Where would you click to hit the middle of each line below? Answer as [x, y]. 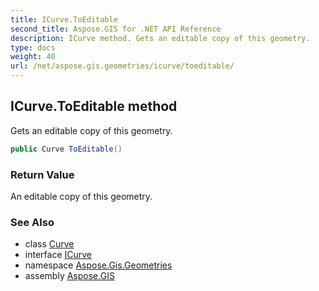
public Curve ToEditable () [66, 149]
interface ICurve [58, 255]
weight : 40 [33, 57]
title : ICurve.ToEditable [64, 19]
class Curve [49, 244]
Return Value [42, 174]
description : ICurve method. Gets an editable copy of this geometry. [160, 38]
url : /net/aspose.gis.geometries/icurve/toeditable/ [122, 66]
